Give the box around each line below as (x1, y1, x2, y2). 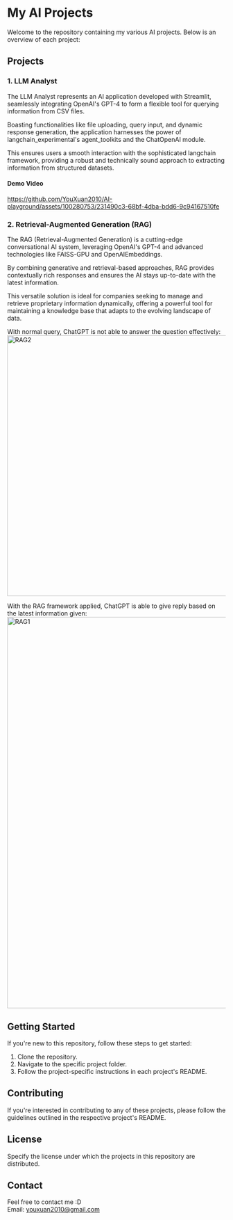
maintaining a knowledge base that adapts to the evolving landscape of (7, 307, 212, 315)
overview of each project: (7, 35, 80, 43)
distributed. (7, 1159, 40, 1168)
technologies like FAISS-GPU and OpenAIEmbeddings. (7, 250, 163, 259)
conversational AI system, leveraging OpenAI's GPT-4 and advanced (7, 243, 203, 251)
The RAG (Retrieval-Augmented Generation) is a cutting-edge (7, 235, 183, 244)
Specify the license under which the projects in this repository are (7, 1152, 196, 1160)
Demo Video (7, 179, 44, 188)
